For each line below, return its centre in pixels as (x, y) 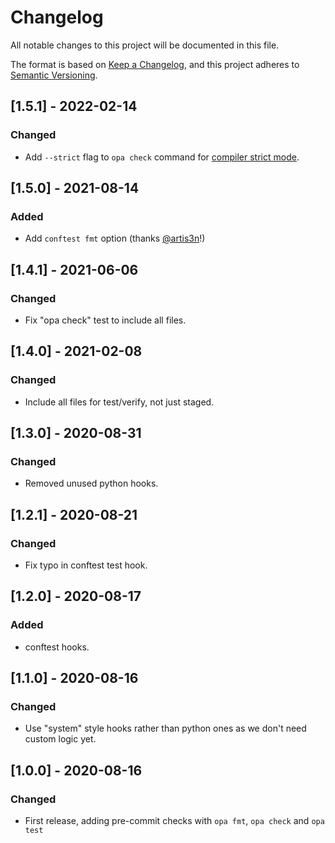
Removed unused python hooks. (91, 483)
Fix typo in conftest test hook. (86, 565)
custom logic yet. (60, 739)
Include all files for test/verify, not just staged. (119, 402)
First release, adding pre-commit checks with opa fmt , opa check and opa (174, 821)
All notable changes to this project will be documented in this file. (145, 45)
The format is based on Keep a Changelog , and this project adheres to (155, 64)
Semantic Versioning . (54, 75)
